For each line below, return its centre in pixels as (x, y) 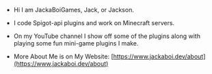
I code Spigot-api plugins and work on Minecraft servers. (94, 23)
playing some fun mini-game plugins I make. (76, 43)
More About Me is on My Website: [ (64, 56)
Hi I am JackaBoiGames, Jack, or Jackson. (74, 10)
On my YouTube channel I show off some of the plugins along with (107, 36)
